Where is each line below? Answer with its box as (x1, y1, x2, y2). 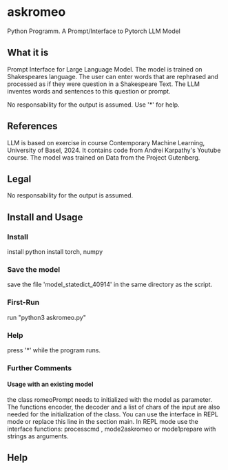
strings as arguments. (7, 432, 69, 440)
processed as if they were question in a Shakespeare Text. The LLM (7, 80, 200, 88)
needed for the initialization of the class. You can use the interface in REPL (7, 410, 219, 418)
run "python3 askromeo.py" (7, 313, 86, 321)
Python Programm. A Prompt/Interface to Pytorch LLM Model (7, 27, 181, 35)
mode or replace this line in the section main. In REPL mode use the (7, 418, 198, 426)
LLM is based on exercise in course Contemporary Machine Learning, (7, 138, 205, 147)
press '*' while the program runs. (7, 345, 101, 354)
